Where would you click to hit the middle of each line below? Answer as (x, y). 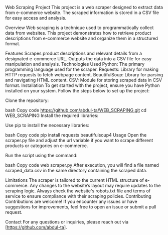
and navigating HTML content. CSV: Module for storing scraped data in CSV (83, 80)
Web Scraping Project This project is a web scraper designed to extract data (84, 7)
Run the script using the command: (41, 155)
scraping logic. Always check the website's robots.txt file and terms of (78, 191)
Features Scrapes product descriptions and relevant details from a (73, 53)
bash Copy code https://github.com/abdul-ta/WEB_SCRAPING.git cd (76, 110)
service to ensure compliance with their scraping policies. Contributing (78, 196)
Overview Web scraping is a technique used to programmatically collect (79, 28)
